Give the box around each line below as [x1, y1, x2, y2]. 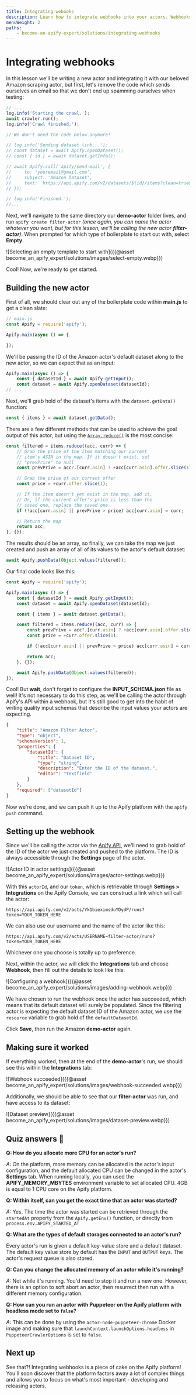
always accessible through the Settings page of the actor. [6, 854, 146, 861]
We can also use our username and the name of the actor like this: [6, 922, 166, 929]
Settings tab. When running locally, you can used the [6, 1173, 134, 1180]
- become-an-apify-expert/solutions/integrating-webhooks [16, 30, 160, 36]
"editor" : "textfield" [37, 771, 93, 777]
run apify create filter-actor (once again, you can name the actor [6, 218, 172, 225]
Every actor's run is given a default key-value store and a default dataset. [6, 1242, 183, 1249]
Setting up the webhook [6, 826, 95, 837]
